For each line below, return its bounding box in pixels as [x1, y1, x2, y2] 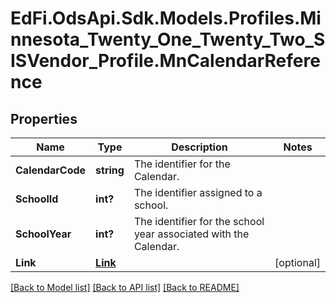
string [95, 163, 125, 177]
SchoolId [15, 192, 59, 206]
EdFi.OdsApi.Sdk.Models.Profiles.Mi [10, 7, 322, 30]
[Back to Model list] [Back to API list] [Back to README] [10, 282, 240, 293]
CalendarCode [15, 163, 87, 177]
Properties [10, 110, 78, 127]
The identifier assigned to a [133, 186, 263, 199]
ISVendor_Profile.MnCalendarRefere [10, 50, 321, 72]
